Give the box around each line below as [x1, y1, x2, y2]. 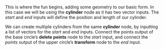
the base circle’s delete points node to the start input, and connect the [5, 34, 148, 40]
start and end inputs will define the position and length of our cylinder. [5, 15, 147, 20]
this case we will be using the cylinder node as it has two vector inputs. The [5, 9, 159, 15]
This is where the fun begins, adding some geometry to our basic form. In [5, 4, 154, 10]
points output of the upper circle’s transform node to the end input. [5, 39, 141, 45]
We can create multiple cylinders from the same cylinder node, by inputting [5, 24, 158, 30]
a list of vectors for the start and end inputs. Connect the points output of [5, 29, 154, 34]
